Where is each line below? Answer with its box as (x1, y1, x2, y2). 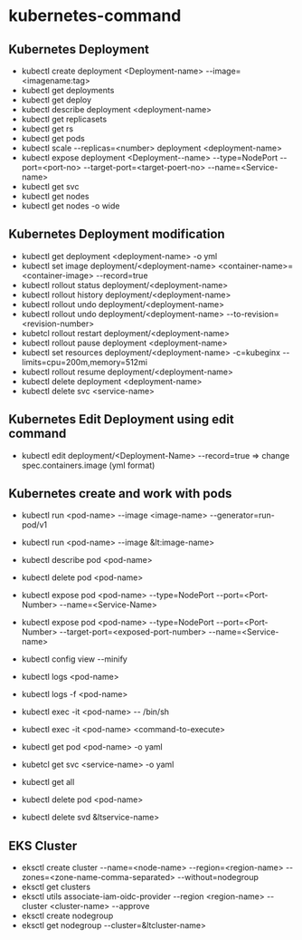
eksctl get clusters (21, 881, 91, 893)
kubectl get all (21, 777, 75, 788)
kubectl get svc (21, 181, 80, 191)
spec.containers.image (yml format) (21, 460, 156, 470)
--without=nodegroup (176, 872, 260, 883)
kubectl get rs (21, 123, 74, 134)
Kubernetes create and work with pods (8, 486, 232, 501)
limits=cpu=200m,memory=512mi (21, 356, 148, 367)
